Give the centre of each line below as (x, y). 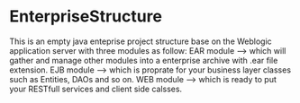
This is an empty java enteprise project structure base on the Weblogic (141, 41)
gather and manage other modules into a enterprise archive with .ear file (144, 60)
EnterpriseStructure (86, 17)
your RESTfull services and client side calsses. (96, 89)
